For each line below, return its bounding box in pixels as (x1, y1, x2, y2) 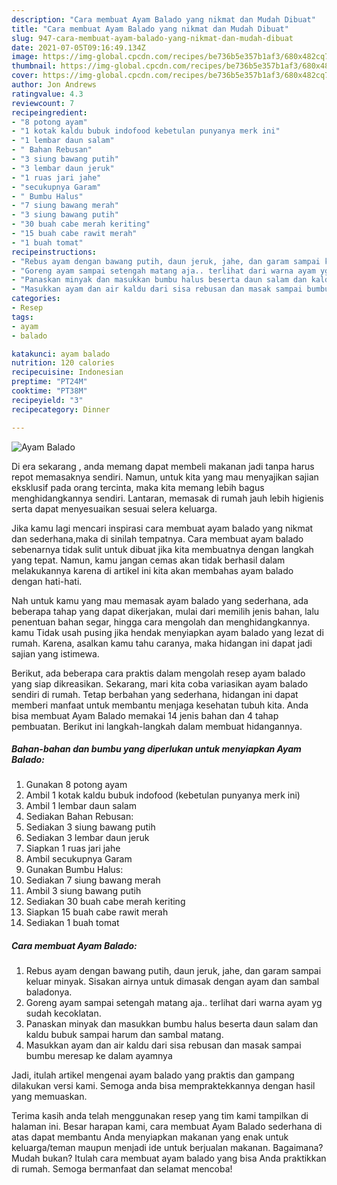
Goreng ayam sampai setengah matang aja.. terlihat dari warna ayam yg (25, 997, 323, 1009)
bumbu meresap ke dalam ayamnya (25, 1050, 173, 1062)
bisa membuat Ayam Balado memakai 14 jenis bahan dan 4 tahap (11, 709, 279, 721)
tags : (11, 312, 34, 322)
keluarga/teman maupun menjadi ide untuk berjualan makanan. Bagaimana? (11, 1142, 324, 1154)
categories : (11, 294, 61, 304)
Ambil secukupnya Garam (25, 853, 133, 865)
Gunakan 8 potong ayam (25, 779, 128, 791)
